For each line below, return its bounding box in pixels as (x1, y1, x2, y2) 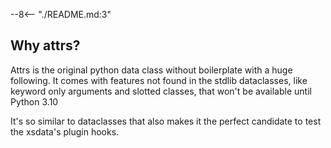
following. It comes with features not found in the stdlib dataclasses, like (10, 74, 308, 86)
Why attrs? (10, 37, 81, 54)
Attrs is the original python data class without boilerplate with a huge (10, 64, 293, 76)
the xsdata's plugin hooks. (10, 125, 120, 138)
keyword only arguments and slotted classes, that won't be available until (10, 85, 312, 97)
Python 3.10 (10, 95, 59, 108)
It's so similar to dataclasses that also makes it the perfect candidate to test (10, 115, 322, 127)
